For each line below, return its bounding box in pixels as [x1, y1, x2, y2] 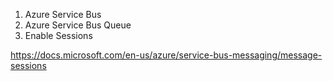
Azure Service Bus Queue [24, 19, 132, 31]
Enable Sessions [24, 30, 93, 41]
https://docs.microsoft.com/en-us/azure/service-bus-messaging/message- [10, 49, 323, 61]
